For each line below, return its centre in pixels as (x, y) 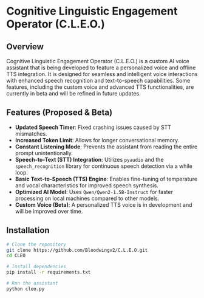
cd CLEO (16, 256)
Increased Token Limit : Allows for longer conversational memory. (97, 140)
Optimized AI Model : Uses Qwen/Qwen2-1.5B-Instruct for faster (94, 192)
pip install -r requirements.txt (49, 272)
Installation (28, 230)
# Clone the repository (36, 244)
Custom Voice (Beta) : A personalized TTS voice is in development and (104, 204)
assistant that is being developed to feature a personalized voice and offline (101, 68)
